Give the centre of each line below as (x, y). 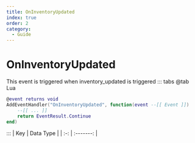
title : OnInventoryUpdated (41, 12)
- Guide (22, 35)
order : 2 (17, 23)
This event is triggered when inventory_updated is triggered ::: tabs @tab (98, 82)
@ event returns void (33, 99)
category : (19, 29)
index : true (21, 18)
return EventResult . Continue (54, 116)
